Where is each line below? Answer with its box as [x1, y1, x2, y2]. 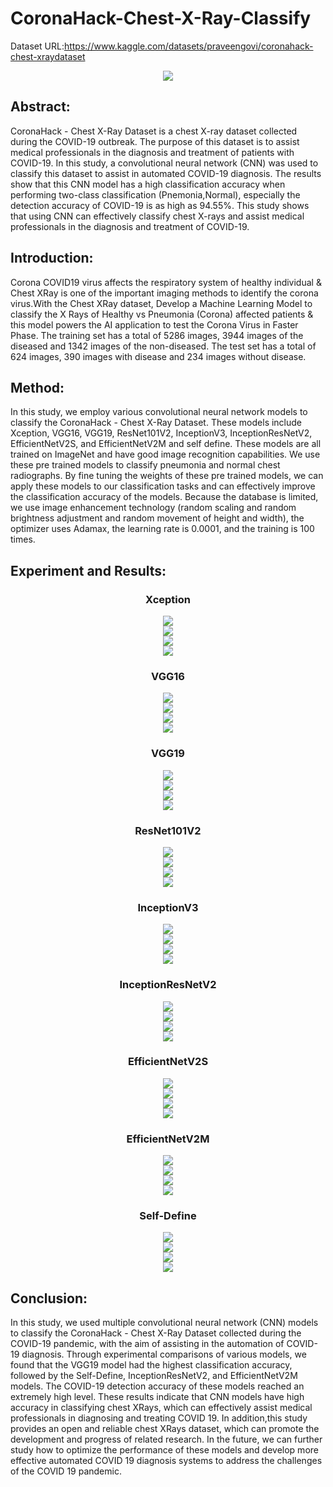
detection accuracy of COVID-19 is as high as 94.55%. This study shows [10, 199, 310, 211]
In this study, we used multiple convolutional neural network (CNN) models [10, 1317, 319, 1329]
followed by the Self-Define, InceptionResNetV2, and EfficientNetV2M [10, 1370, 298, 1382]
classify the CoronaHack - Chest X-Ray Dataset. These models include [10, 417, 303, 429]
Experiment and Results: [10, 562, 167, 579]
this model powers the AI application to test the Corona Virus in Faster [10, 318, 299, 331]
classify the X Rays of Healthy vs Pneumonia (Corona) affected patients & [10, 308, 314, 320]
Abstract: [10, 98, 71, 116]
